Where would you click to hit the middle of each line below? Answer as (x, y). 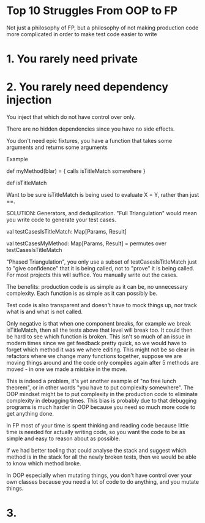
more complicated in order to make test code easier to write (82, 34)
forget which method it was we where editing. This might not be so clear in (100, 349)
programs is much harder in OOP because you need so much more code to (101, 407)
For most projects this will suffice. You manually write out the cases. (92, 275)
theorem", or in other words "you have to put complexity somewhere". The (100, 387)
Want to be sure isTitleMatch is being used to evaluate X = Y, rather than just (103, 195)
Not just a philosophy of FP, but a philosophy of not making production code (102, 28)
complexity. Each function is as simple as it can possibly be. (82, 293)
